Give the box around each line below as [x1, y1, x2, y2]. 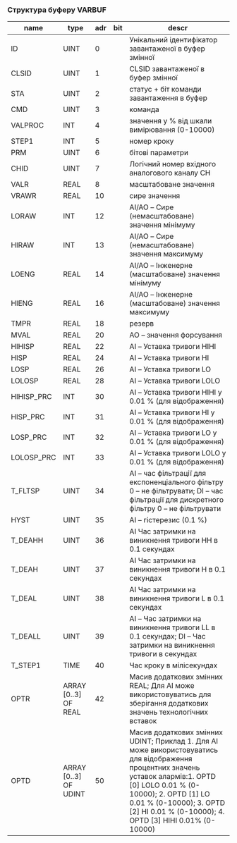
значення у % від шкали [129, 116, 212, 126]
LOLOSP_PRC [11, 453, 56, 462]
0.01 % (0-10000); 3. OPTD [129, 798, 226, 808]
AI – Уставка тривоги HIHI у [129, 388, 222, 398]
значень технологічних [129, 707, 208, 717]
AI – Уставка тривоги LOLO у [129, 448, 226, 458]
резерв [129, 319, 154, 328]
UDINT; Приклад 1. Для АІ [129, 737, 219, 746]
